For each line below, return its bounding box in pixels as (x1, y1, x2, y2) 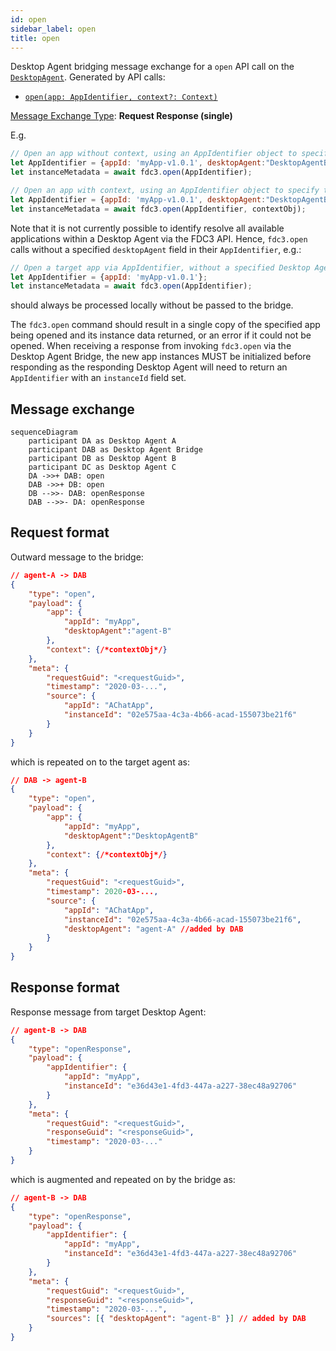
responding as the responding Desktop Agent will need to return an (10, 361, 288, 373)
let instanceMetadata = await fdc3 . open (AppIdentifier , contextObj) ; (10, 204, 307, 214)
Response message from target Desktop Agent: (10, 1006, 207, 1018)
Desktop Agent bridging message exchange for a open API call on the (10, 61, 295, 73)
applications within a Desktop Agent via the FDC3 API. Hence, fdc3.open (10, 232, 308, 245)
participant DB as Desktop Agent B (28, 454, 177, 464)
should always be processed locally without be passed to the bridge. (10, 299, 294, 311)
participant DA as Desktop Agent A (28, 436, 177, 446)
